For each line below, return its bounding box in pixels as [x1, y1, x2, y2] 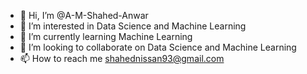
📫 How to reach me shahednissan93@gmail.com [19, 53, 225, 64]
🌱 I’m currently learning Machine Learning [19, 31, 193, 42]
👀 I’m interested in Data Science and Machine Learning [19, 20, 247, 32]
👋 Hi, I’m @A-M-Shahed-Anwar [19, 10, 149, 21]
